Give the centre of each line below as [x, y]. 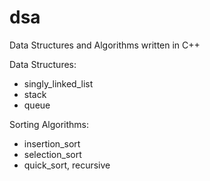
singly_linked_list [58, 83]
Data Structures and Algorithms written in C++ [105, 45]
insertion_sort [52, 143]
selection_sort [52, 154]
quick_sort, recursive [67, 165]
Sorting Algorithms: [49, 124]
